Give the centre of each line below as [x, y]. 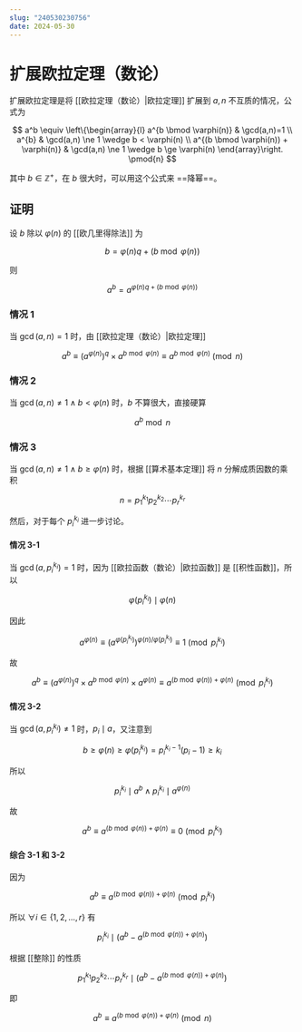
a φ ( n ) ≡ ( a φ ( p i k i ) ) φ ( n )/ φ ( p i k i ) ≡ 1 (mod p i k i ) [152, 641]
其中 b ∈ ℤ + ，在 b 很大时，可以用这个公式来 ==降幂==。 [116, 178]
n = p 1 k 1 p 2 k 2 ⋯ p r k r [152, 500]
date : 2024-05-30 [42, 26]
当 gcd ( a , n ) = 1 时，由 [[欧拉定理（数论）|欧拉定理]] [108, 336]
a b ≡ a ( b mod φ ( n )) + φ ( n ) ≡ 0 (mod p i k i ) [152, 832]
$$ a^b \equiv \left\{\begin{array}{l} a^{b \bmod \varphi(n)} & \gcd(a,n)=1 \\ [152, 130]
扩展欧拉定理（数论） [89, 74]
